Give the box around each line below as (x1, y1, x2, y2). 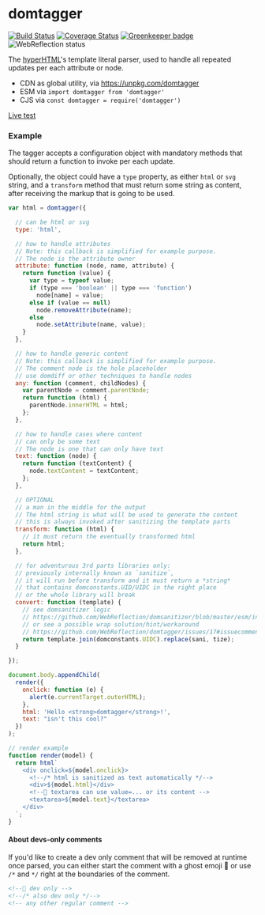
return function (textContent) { (22, 459, 132, 467)
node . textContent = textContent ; (28, 467, 140, 475)
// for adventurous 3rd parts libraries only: (15, 561, 171, 569)
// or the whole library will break (15, 591, 136, 599)
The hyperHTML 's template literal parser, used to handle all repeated (8, 55, 231, 64)
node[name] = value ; (36, 291, 104, 299)
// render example (8, 744, 69, 752)
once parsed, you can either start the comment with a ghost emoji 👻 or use (8, 860, 252, 870)
